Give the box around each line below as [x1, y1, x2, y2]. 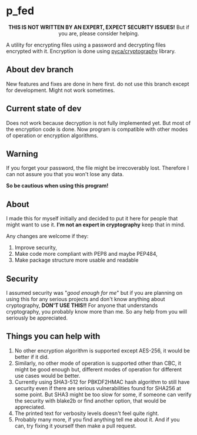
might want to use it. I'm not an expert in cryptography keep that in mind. [6, 221, 185, 228]
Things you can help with [6, 331, 101, 341]
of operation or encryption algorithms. [6, 131, 99, 139]
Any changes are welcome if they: [6, 233, 89, 240]
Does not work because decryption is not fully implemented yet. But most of [6, 119, 191, 126]
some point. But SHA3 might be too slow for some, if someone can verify [14, 391, 192, 398]
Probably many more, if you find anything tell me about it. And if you [14, 416, 180, 423]
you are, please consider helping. [58, 29, 139, 37]
